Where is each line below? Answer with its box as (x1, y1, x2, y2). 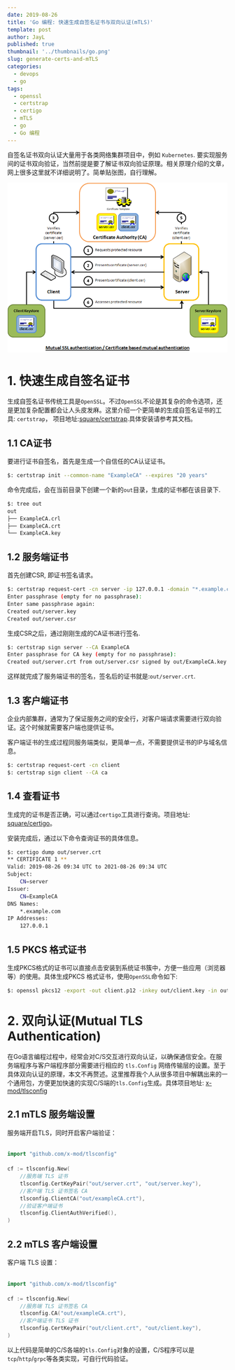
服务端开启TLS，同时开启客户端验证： (7, 1128, 117, 1137)
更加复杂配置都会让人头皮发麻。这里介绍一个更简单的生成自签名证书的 (13, 406, 215, 415)
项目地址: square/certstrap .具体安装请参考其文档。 (52, 415, 197, 423)
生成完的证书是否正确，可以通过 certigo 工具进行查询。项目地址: (7, 810, 191, 819)
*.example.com (20, 908, 61, 915)
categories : (7, 63, 42, 70)
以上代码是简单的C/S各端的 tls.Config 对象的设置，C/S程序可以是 (7, 1345, 195, 1354)
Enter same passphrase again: (7, 600, 96, 607)
